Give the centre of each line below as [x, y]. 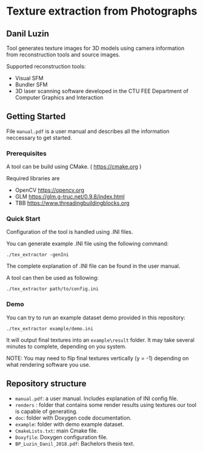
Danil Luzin [28, 34]
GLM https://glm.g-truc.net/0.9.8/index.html [70, 197]
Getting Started [36, 117]
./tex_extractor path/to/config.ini [52, 289]
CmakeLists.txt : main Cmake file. [56, 431]
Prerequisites [26, 153]
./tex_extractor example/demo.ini [50, 329]
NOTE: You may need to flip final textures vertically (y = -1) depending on [98, 358]
